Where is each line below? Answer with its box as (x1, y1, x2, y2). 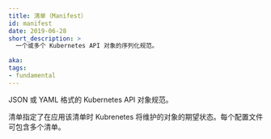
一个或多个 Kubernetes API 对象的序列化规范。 (15, 42, 159, 50)
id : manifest (8, 19, 53, 27)
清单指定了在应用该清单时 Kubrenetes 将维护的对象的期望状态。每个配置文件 (8, 112, 264, 121)
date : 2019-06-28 (8, 27, 67, 35)
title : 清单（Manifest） (8, 11, 87, 20)
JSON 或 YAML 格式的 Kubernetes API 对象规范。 (8, 95, 173, 104)
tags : (8, 64, 27, 73)
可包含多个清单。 (8, 122, 66, 132)
